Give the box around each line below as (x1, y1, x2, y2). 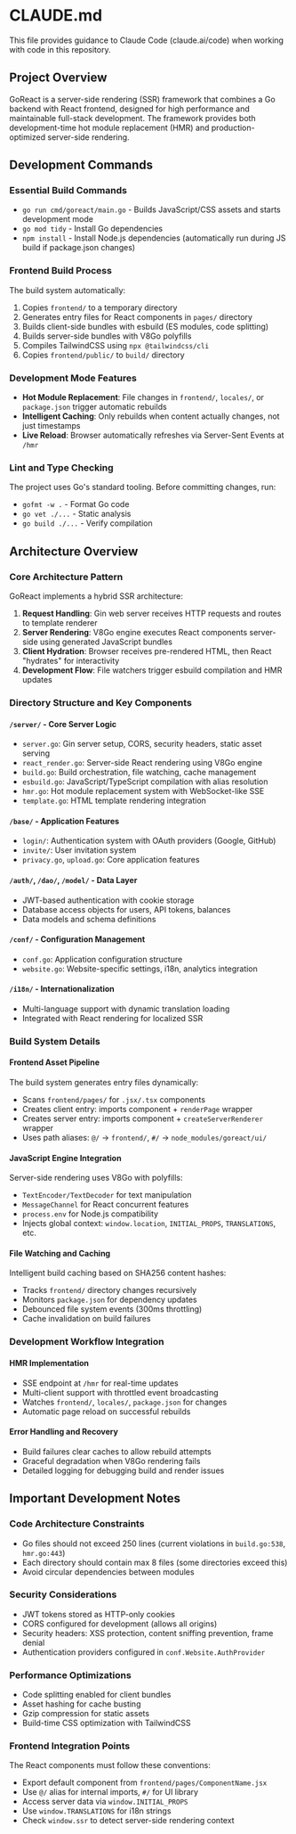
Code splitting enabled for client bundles (21, 1690, 172, 1700)
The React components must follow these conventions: (9, 1760, 211, 1771)
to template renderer (21, 618, 98, 628)
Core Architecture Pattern (9, 570, 124, 583)
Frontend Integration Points (9, 1740, 131, 1752)
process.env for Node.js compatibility (21, 1208, 158, 1219)
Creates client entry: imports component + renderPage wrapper (21, 1104, 253, 1115)
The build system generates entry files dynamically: (9, 1077, 199, 1088)
